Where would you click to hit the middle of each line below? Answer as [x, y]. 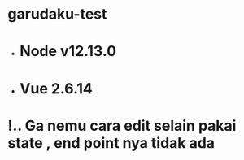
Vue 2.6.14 [56, 88]
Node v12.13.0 [68, 52]
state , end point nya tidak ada [111, 143]
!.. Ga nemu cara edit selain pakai [122, 125]
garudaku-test [57, 14]
